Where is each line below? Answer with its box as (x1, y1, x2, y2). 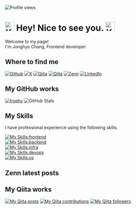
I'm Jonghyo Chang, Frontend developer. (5, 44, 87, 50)
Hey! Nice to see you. (16, 22, 104, 34)
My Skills (5, 112, 34, 120)
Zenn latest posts (5, 169, 59, 177)
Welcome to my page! (5, 38, 49, 44)
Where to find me (5, 58, 59, 66)
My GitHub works (5, 85, 59, 93)
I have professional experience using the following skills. (5, 124, 118, 131)
